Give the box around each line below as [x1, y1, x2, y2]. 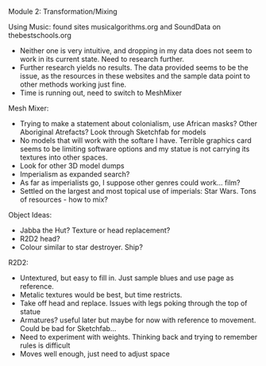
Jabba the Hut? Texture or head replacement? [19, 225, 171, 235]
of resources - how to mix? [19, 195, 109, 204]
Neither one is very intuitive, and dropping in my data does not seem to [19, 46, 253, 55]
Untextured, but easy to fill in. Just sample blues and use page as [19, 273, 234, 283]
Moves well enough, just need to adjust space [19, 349, 171, 358]
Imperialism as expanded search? [19, 170, 130, 179]
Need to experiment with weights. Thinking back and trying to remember [19, 333, 258, 341]
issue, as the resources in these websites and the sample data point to [19, 71, 251, 80]
